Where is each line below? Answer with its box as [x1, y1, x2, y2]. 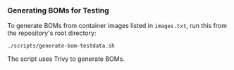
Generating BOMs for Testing [7, 6, 109, 15]
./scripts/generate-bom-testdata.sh [7, 43, 115, 50]
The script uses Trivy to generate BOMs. [7, 55, 125, 63]
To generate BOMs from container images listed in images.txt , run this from [7, 22, 228, 30]
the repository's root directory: [7, 29, 97, 37]
